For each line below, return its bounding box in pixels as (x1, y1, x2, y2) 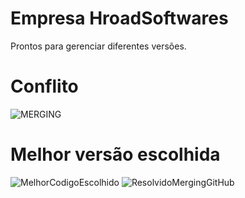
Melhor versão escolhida (10, 143, 221, 166)
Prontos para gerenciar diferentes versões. (10, 40, 187, 52)
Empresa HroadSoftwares (10, 7, 229, 30)
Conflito (10, 75, 79, 98)
